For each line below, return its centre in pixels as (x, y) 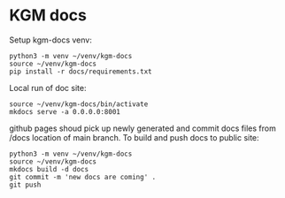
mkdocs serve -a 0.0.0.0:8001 (65, 111)
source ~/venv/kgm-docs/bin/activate (79, 104)
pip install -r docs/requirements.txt (81, 72)
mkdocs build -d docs (49, 169)
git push (25, 185)
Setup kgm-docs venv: (51, 40)
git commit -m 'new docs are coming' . (83, 177)
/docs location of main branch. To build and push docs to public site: (134, 137)
